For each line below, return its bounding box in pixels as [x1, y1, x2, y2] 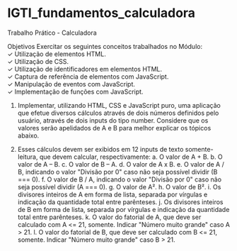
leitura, [17, 152, 38, 161]
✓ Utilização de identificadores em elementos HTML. [7, 65, 163, 73]
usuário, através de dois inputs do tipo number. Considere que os [17, 116, 209, 125]
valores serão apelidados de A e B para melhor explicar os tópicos [17, 123, 212, 132]
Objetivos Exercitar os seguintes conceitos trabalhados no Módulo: [7, 42, 203, 50]
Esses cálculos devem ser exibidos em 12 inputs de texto [17, 145, 184, 153]
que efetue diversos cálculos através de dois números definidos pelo [17, 108, 219, 117]
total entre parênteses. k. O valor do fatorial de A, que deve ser [17, 213, 202, 221]
